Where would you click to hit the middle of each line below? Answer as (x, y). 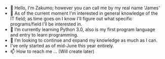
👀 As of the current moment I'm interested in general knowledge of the (84, 13)
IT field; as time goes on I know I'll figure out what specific (71, 19)
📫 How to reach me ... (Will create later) (52, 51)
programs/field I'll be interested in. (46, 24)
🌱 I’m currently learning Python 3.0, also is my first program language (82, 29)
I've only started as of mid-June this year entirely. (62, 46)
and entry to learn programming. (44, 35)
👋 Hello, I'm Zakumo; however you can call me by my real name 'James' (85, 8)
